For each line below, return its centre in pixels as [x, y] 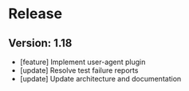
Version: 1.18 [40, 43]
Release [35, 14]
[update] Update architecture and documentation [100, 79]
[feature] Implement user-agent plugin [83, 62]
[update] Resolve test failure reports [79, 70]
